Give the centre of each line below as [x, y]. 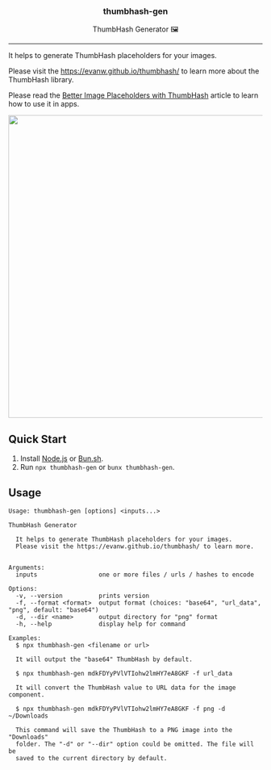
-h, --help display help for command [100, 624]
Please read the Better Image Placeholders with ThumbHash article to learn [133, 95]
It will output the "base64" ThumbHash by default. [104, 659]
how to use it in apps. [44, 104]
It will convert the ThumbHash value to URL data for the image [126, 688]
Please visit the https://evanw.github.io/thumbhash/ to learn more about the [134, 71]
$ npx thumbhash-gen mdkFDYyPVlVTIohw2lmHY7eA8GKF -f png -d [121, 709]
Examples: [25, 638]
